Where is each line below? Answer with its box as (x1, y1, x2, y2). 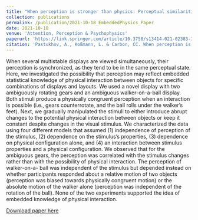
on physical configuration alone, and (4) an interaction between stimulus (6, 139, 183, 146)
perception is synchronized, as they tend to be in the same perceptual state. (6, 64, 191, 71)
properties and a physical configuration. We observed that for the (6, 145, 165, 152)
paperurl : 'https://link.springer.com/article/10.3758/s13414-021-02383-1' (6, 36, 196, 42)
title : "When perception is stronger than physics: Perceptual (6, 8, 165, 15)
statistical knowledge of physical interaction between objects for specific (6, 76, 184, 83)
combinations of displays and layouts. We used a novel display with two (6, 83, 180, 90)
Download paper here (6, 207, 59, 214)
